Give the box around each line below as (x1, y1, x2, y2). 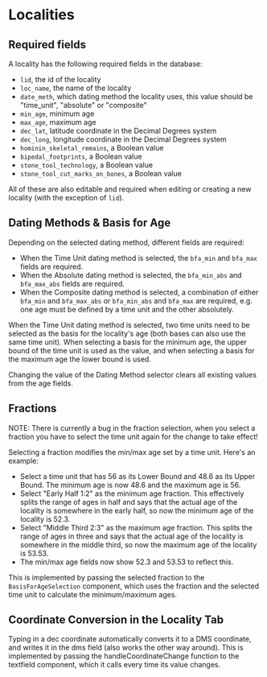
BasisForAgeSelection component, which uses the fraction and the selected (8, 581, 260, 591)
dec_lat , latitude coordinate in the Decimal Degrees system (19, 126, 217, 135)
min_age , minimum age (19, 109, 95, 118)
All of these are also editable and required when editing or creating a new (8, 184, 252, 194)
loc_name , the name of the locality (19, 83, 132, 93)
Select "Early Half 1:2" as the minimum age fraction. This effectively (19, 489, 244, 498)
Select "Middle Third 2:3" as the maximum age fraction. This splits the (19, 522, 253, 532)
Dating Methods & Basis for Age (8, 216, 171, 230)
